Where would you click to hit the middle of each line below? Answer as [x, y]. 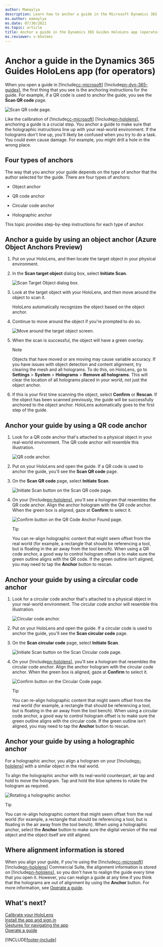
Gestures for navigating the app [37, 925]
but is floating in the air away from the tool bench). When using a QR [80, 549]
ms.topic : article [24, 28]
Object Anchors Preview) [44, 247]
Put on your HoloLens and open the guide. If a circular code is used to [82, 628]
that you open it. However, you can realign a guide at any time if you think [78, 877]
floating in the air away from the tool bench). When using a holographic [76, 824]
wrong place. [18, 145]
